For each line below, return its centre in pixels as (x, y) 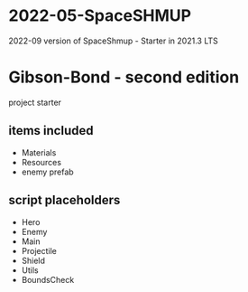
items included (51, 131)
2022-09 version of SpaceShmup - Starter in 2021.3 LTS (113, 41)
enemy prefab (47, 172)
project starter (35, 102)
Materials (39, 152)
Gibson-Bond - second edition (124, 77)
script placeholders (64, 200)
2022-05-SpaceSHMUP (100, 16)
